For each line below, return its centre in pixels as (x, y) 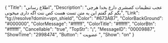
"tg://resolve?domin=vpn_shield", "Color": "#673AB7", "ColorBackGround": (84, 18)
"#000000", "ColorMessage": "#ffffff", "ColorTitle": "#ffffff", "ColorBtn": (81, 24)
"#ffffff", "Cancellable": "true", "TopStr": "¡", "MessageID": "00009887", (80, 29)
